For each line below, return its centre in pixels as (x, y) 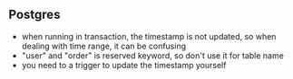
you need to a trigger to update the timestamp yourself (124, 65)
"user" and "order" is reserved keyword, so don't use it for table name (153, 55)
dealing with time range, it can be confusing (104, 46)
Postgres (34, 15)
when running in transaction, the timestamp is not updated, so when (149, 36)
